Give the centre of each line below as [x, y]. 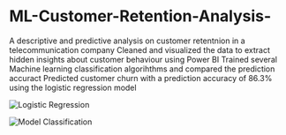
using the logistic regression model [73, 87]
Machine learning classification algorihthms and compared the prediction [142, 69]
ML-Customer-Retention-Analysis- [140, 16]
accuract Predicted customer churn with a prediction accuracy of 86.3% [141, 78]
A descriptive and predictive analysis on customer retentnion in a [127, 41]
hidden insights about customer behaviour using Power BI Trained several [143, 59]
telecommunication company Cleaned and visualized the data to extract [140, 49]
